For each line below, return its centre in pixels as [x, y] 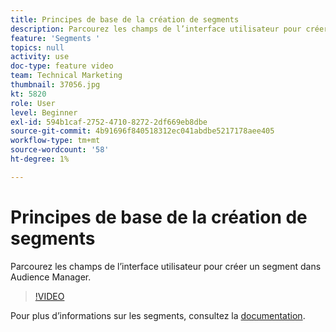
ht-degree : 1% [40, 159]
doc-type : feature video [62, 66]
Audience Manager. [51, 277]
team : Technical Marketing [66, 76]
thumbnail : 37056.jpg [55, 85]
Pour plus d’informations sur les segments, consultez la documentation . [158, 315]
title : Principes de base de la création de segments [125, 19]
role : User [33, 103]
